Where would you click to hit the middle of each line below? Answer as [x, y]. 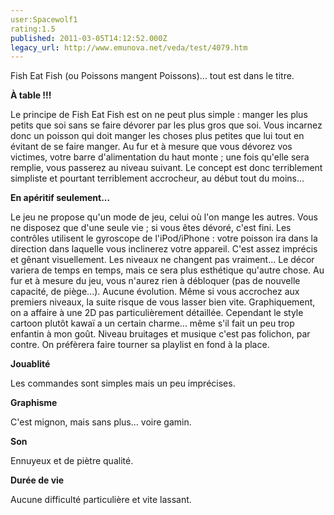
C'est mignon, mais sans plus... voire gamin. [101, 422]
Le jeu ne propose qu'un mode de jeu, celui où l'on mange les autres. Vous [164, 217]
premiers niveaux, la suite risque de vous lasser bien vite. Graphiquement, [163, 302]
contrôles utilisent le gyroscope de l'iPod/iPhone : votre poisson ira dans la [164, 238]
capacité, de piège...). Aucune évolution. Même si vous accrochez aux [155, 292]
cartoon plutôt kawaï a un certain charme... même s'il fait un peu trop [152, 323]
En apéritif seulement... [60, 198]
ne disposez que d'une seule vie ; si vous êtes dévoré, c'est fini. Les [151, 228]
